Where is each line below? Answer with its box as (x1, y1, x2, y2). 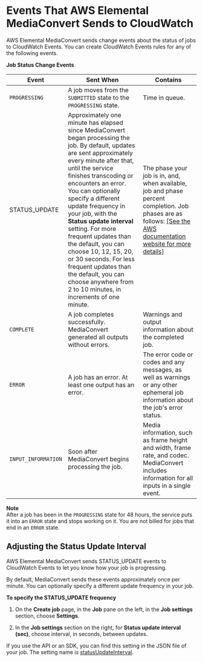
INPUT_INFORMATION (9, 455, 62, 463)
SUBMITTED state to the (68, 93, 130, 102)
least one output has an (68, 380, 135, 389)
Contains (155, 75, 182, 84)
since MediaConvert (68, 125, 126, 134)
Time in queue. (143, 93, 185, 102)
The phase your (143, 164, 188, 172)
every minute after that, (68, 156, 134, 164)
